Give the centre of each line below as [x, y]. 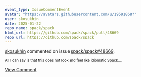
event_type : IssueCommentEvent [37, 10]
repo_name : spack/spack [30, 28]
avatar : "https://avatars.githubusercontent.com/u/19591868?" [71, 14]
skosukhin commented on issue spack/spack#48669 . [60, 51]
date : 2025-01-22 [23, 23]
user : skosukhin [22, 19]
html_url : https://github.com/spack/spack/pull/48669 [62, 33]
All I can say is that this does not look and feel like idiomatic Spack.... [64, 60]
